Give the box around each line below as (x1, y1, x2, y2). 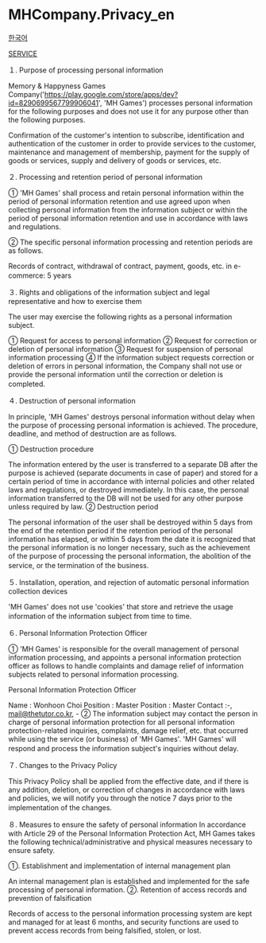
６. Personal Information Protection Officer (8, 628, 148, 637)
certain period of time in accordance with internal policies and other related (8, 476, 256, 486)
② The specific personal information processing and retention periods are (8, 237, 253, 247)
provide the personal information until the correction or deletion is (8, 369, 224, 379)
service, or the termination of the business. (8, 560, 149, 570)
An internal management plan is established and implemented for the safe (8, 876, 250, 886)
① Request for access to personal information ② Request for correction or (8, 336, 257, 345)
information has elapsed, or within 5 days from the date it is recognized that (8, 534, 256, 544)
